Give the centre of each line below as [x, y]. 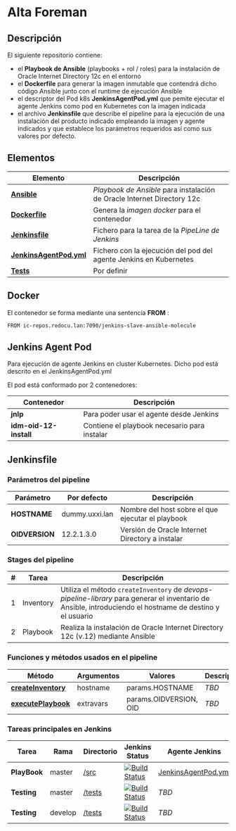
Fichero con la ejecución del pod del [153, 250]
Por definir [110, 270]
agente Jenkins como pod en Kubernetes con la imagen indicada [111, 106]
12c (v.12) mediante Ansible [108, 636]
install [21, 435]
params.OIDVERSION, [162, 699]
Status [138, 756]
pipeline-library [87, 599]
